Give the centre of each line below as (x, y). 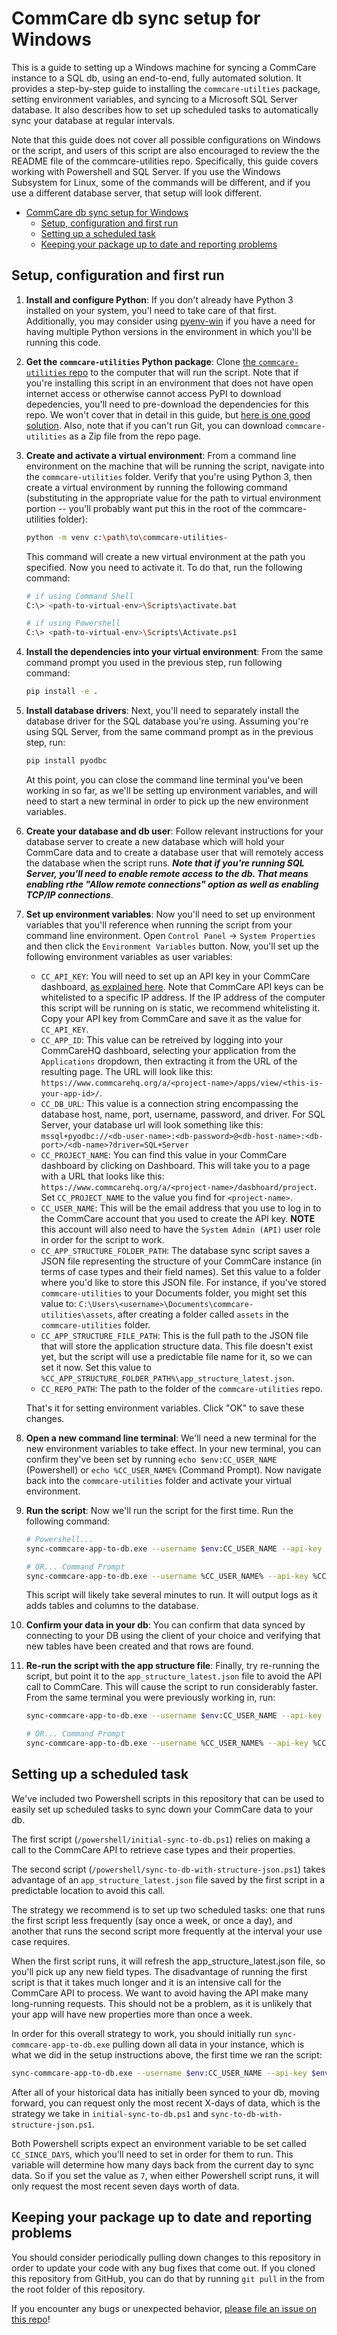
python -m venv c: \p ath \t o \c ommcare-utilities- (127, 537)
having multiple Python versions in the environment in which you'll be (169, 331)
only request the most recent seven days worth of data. (125, 2186)
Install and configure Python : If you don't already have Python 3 (159, 299)
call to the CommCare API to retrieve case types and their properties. (153, 1849)
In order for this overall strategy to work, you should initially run (142, 2033)
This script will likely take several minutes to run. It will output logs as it (171, 1595)
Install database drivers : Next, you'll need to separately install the (162, 710)
